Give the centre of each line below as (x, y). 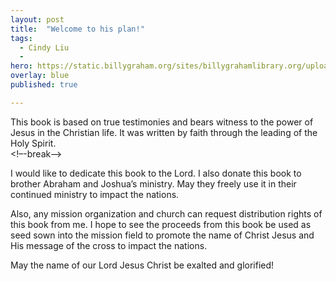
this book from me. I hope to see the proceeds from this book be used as (161, 224)
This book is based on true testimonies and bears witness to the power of (162, 122)
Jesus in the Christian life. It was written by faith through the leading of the (164, 132)
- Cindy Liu (44, 47)
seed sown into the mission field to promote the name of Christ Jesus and (162, 235)
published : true (44, 85)
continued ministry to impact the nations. (95, 194)
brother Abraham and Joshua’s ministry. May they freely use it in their (153, 183)
